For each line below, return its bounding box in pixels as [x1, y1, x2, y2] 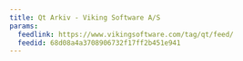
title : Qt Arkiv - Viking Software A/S [9, 13, 161, 22]
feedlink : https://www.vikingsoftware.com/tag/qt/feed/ [17, 30, 234, 39]
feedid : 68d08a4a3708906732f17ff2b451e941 [17, 38, 181, 48]
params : [9, 22, 39, 30]
